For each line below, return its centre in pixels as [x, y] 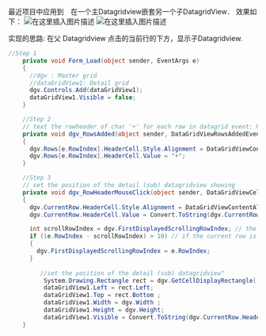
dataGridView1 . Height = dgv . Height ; [104, 310]
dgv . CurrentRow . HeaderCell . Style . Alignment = [105, 207]
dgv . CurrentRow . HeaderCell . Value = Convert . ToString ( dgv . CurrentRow [144, 215]
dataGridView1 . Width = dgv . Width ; [102, 303]
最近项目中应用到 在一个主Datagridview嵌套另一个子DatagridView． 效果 [129, 11]
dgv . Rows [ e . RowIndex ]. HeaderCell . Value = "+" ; [107, 156]
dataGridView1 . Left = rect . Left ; [99, 288]
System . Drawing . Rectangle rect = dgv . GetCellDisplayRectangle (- [152, 281]
